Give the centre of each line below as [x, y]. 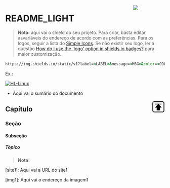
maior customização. [39, 54]
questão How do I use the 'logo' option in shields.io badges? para [86, 49]
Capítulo [19, 109]
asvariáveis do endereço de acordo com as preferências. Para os [86, 37]
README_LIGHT [40, 18]
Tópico [13, 147]
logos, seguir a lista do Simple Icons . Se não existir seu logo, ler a [86, 43]
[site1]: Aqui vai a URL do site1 [36, 170]
